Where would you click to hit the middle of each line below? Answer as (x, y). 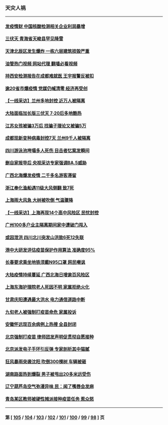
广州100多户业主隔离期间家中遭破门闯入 (46, 225)
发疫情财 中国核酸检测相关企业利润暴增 (45, 26)
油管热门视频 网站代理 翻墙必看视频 (41, 63)
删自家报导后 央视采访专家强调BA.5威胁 (46, 163)
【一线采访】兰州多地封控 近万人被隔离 (45, 101)
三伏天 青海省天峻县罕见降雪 (34, 39)
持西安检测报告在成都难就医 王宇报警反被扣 (49, 76)
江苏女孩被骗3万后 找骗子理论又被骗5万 (46, 125)
